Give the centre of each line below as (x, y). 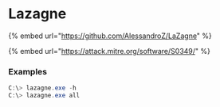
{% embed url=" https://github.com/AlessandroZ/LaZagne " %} (110, 36)
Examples (28, 71)
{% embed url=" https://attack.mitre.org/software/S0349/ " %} (110, 51)
